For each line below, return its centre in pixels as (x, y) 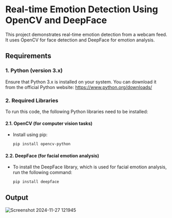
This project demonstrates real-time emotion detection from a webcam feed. (86, 34)
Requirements (28, 56)
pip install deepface (36, 182)
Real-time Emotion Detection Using (82, 9)
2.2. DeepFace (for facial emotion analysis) (52, 156)
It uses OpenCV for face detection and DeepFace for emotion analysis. (80, 40)
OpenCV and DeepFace (56, 20)
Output (17, 198)
